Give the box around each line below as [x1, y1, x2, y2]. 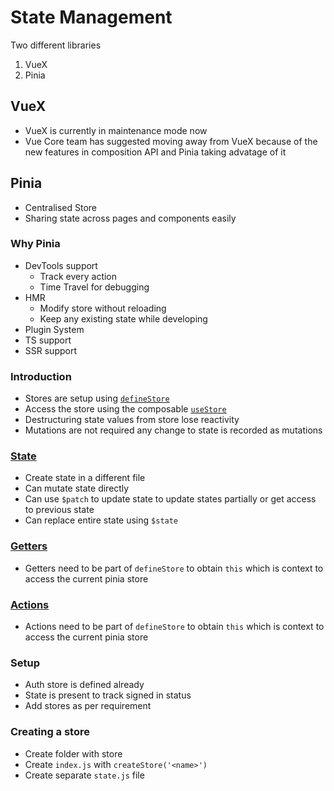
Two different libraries [10, 39, 102, 51]
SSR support [24, 344, 77, 356]
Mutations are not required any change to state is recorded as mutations [24, 424, 323, 436]
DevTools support [24, 259, 98, 271]
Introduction [10, 369, 72, 383]
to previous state [24, 504, 95, 516]
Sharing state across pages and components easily [24, 212, 237, 224]
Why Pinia [10, 237, 61, 251]
